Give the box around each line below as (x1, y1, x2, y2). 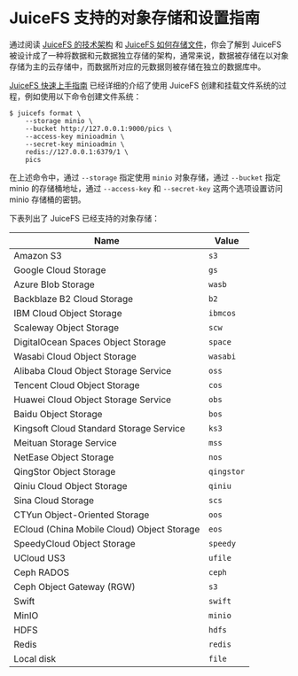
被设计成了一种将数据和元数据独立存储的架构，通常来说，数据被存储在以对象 (9, 50, 289, 60)
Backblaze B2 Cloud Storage (13, 292, 134, 305)
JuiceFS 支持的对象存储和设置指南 (9, 8, 260, 28)
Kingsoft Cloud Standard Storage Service (13, 422, 186, 434)
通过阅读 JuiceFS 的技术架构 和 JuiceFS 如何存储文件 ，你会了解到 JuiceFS (9, 39, 282, 50)
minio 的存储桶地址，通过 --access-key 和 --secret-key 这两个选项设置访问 (9, 183, 284, 193)
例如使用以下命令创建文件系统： (24, 90, 142, 102)
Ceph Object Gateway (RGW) (13, 580, 136, 593)
